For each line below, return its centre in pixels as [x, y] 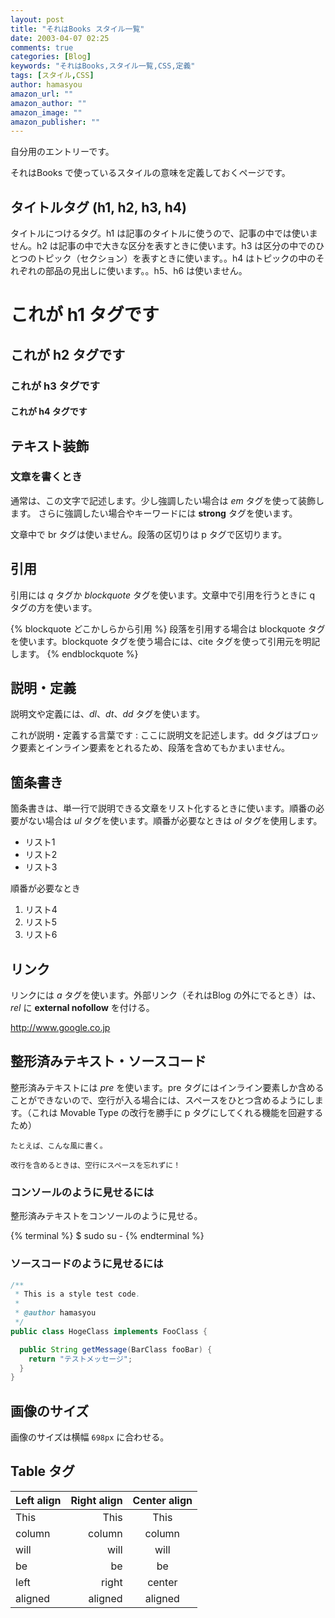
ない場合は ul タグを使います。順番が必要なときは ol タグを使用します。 [175, 821]
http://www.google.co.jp [60, 1028]
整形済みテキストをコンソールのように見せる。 [106, 1216]
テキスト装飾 [50, 446]
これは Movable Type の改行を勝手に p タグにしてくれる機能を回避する [177, 1112]
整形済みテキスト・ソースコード [108, 1061]
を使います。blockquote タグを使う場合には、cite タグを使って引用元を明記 [165, 641]
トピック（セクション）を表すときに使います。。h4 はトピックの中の [176, 258]
